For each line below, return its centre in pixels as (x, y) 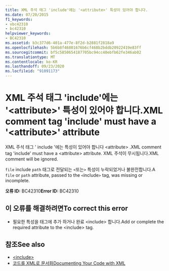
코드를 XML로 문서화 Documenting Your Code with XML (69, 263)
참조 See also (25, 244)
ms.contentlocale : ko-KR (31, 62)
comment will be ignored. (32, 159)
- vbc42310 (17, 24)
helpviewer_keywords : (28, 33)
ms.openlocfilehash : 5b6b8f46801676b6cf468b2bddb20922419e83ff (73, 48)
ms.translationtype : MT (30, 57)
